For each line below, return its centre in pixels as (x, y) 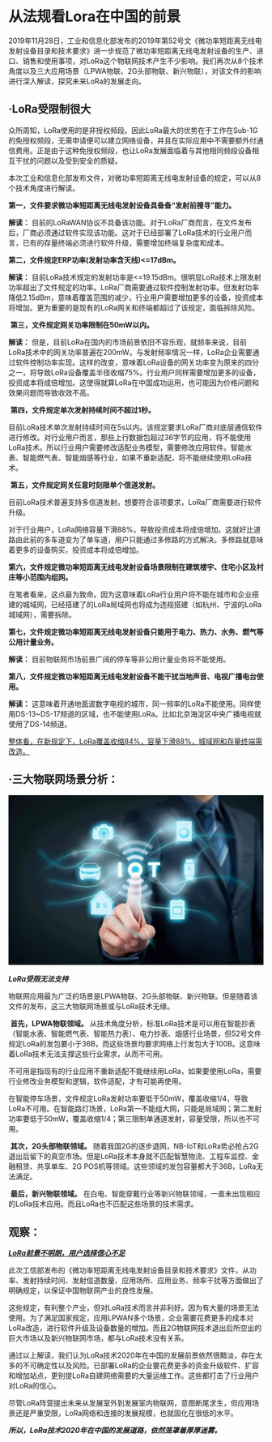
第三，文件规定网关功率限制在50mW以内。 (82, 324)
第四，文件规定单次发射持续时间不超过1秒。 (83, 409)
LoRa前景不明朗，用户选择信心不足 (67, 1253)
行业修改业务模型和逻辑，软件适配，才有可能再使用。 (97, 1081)
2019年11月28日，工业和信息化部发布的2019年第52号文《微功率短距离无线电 (135, 41)
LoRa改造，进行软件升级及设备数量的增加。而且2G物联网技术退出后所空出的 (135, 1328)
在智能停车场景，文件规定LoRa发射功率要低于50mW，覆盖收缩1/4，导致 (128, 1098)
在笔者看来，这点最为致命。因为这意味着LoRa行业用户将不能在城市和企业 (130, 594)
